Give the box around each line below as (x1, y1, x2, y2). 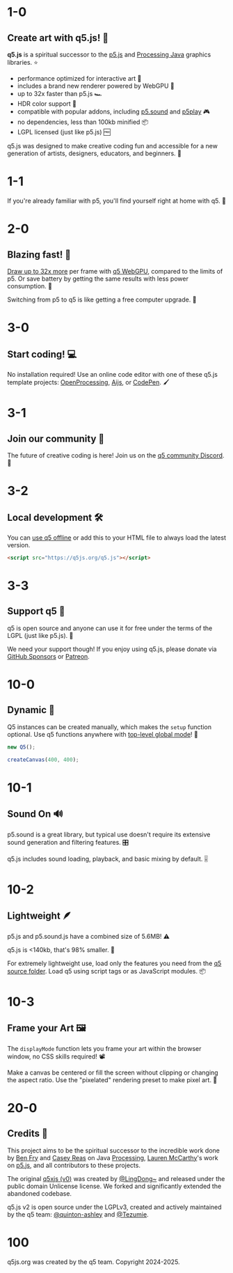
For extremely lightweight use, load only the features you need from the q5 (7, 959, 222, 967)
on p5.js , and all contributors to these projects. (7, 1161, 141, 1169)
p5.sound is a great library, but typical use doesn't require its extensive (7, 830, 211, 838)
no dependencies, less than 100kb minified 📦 (17, 118, 149, 126)
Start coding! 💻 (7, 348, 77, 360)
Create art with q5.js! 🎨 (7, 32, 109, 44)
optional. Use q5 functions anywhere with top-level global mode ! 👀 (7, 730, 198, 738)
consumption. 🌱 (7, 281, 52, 290)
